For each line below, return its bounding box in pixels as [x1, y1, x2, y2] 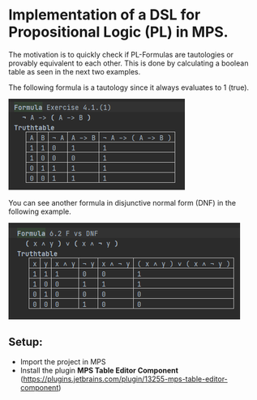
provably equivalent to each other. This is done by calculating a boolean [8, 58, 249, 68]
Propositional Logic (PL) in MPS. [8, 23, 229, 41]
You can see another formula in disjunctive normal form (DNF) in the [8, 198, 237, 207]
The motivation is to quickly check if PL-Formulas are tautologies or [8, 49, 233, 59]
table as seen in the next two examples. [8, 66, 141, 76]
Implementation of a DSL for [8, 6, 201, 24]
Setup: [8, 335, 43, 349]
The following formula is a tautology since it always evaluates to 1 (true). [8, 83, 250, 92]
